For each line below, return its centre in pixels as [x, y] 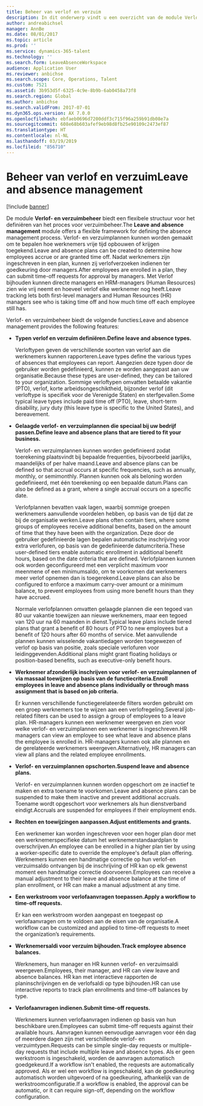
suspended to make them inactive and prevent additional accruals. [98, 797]
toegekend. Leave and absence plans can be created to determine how [94, 250]
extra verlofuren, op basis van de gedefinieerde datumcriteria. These [100, 546]
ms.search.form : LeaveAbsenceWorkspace [56, 62]
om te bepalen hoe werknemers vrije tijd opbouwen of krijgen [83, 244]
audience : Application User [42, 68]
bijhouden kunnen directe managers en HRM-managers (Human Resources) [101, 283]
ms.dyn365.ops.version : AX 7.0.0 [48, 113]
